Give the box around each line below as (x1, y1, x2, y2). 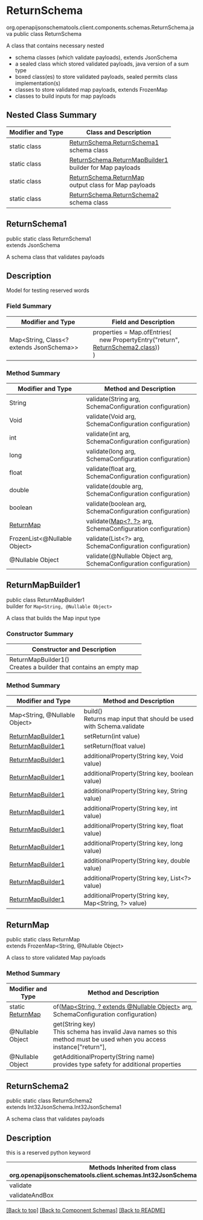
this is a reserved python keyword (6, 1149, 91, 1156)
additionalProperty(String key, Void (83, 752, 184, 761)
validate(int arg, (86, 429, 131, 438)
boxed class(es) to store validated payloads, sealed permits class (14, 73, 178, 80)
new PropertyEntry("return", (99, 335, 180, 344)
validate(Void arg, (86, 412, 137, 421)
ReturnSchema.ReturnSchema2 (69, 191, 159, 199)
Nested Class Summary (6, 110, 97, 120)
